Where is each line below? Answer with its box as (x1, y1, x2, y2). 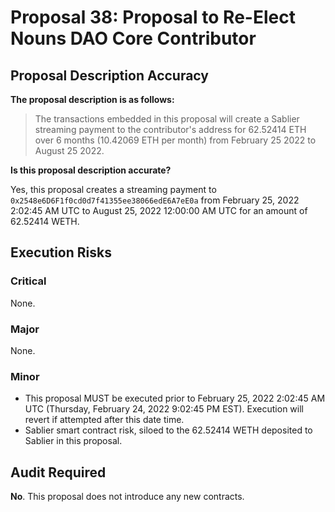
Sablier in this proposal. (24, 435, 123, 447)
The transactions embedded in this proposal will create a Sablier (34, 113, 300, 125)
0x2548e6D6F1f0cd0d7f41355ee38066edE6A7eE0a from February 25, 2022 (10, 194, 300, 206)
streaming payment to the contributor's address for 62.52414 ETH (34, 124, 307, 135)
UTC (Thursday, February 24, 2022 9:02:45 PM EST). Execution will (24, 403, 304, 415)
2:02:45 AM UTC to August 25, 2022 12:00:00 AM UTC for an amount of (10, 205, 308, 216)
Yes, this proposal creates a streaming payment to (10, 184, 217, 195)
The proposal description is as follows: (10, 94, 175, 105)
